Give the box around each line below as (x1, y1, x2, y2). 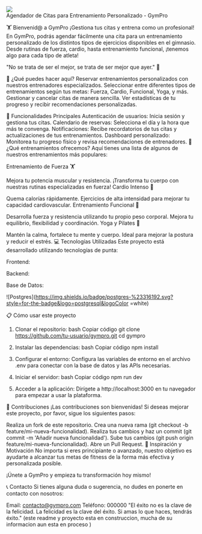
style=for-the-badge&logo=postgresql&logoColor (6, 300, 129, 307)
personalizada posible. (6, 460, 63, 466)
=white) (130, 300, 149, 307)
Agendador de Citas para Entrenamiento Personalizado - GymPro (6, 12, 168, 19)
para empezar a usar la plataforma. (14, 392, 102, 398)
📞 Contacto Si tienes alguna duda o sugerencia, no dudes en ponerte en (6, 483, 183, 490)
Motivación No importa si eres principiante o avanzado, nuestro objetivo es (6, 447, 192, 454)
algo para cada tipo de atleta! (6, 52, 79, 59)
